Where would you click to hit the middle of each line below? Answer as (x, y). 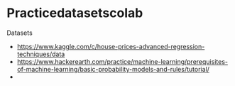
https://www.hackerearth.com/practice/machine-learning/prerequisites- (122, 61)
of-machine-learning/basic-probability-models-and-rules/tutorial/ (113, 69)
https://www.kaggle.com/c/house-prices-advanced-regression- (111, 46)
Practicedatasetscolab (75, 13)
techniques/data (41, 54)
